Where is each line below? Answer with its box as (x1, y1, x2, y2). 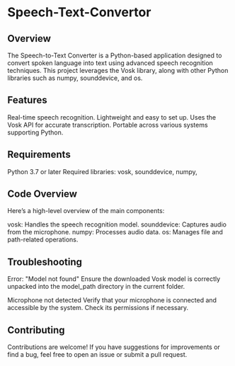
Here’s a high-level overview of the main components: (7, 207, 165, 215)
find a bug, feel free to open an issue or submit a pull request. (7, 350, 188, 359)
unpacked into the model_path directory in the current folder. (7, 282, 185, 291)
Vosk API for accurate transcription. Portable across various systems (7, 120, 208, 129)
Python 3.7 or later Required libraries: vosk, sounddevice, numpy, (7, 167, 198, 176)
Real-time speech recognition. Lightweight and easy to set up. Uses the (7, 113, 217, 121)
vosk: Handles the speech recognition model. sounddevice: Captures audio (7, 220, 227, 229)
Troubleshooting (7, 256, 83, 268)
